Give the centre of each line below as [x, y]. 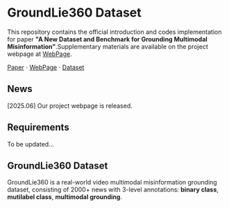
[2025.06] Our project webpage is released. [70, 106]
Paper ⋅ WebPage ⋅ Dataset [46, 67]
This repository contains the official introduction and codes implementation [114, 32]
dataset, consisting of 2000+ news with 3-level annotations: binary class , [113, 190]
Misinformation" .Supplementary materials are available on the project [108, 46]
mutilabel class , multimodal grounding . [65, 197]
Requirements [38, 127]
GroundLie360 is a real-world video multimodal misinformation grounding [112, 182]
